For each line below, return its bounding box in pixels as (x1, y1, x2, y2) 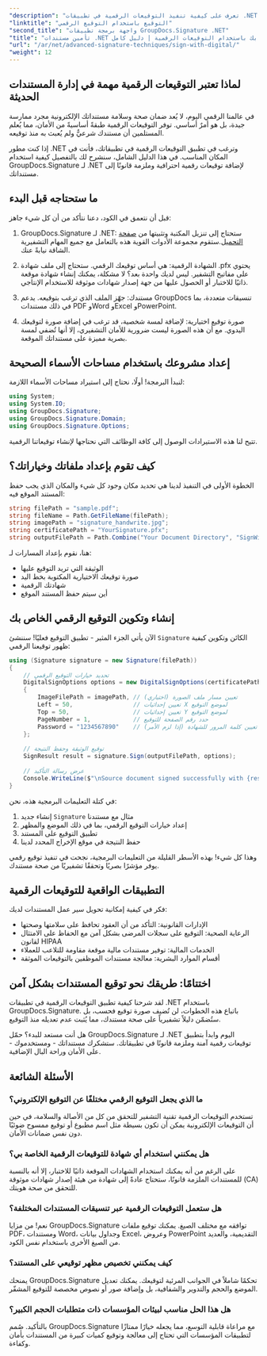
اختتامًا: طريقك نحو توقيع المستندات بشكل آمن (9, 976, 211, 990)
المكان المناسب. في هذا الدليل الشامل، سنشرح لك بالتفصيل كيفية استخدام (9, 151, 228, 161)
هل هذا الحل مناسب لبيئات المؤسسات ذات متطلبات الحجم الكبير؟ (9, 1304, 231, 1315)
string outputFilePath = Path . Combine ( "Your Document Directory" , (9, 534, 233, 542)
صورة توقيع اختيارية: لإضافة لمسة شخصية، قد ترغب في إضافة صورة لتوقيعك (20, 316, 245, 326)
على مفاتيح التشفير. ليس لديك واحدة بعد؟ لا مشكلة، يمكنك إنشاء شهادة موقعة (20, 269, 249, 278)
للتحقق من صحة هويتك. (9, 1183, 78, 1193)
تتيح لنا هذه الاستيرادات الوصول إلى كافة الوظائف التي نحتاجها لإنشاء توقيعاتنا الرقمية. (9, 436, 258, 446)
